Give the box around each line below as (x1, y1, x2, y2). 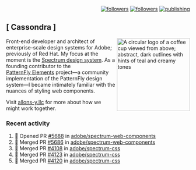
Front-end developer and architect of (6, 38, 95, 45)
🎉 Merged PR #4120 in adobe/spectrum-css (14, 157, 121, 164)
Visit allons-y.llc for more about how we (6, 98, 101, 105)
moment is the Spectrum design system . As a (6, 56, 116, 63)
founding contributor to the (6, 62, 71, 69)
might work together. (6, 105, 57, 112)
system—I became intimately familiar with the (6, 81, 116, 88)
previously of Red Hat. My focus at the (6, 50, 99, 57)
